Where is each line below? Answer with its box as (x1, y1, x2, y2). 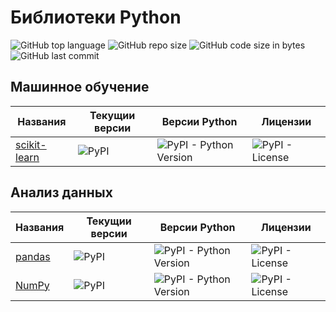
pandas (15, 249, 51, 263)
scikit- (15, 137, 47, 151)
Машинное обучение (10, 79, 150, 96)
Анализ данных (10, 184, 113, 201)
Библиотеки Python (10, 6, 182, 29)
